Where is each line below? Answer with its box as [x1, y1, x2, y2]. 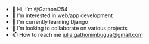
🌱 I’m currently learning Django [11, 18, 88, 25]
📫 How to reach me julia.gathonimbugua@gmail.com [11, 32, 143, 38]
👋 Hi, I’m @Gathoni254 [11, 6, 68, 12]
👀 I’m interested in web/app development [11, 12, 113, 19]
